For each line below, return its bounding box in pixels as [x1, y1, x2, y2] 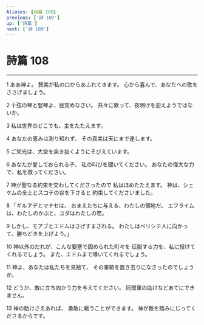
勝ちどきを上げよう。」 [16, 230, 73, 237]
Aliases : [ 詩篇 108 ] [6, 9, 56, 15]
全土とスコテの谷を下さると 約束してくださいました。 [22, 189, 157, 197]
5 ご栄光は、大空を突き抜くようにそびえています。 [6, 148, 132, 155]
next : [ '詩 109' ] [6, 26, 50, 32]
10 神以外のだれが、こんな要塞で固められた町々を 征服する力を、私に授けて [6, 243, 196, 250]
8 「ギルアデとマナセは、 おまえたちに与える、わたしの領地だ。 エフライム [6, 202, 195, 209]
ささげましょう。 [6, 89, 49, 96]
